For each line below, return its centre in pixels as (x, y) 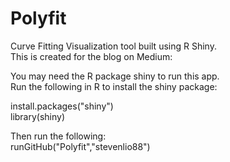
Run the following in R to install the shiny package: (114, 86)
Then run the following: (58, 136)
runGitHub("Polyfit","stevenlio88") (80, 146)
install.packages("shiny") (62, 106)
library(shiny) (38, 116)
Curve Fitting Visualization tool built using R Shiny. (113, 46)
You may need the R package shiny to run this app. (115, 76)
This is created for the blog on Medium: (91, 56)
